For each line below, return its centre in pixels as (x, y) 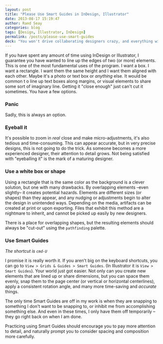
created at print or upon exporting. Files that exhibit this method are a (74, 208)
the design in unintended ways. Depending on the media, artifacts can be (78, 202)
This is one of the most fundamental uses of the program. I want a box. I (77, 65)
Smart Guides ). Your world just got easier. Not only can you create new (76, 271)
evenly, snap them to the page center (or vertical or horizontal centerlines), (80, 281)
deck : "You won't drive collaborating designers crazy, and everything (79, 41)
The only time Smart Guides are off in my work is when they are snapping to (81, 301)
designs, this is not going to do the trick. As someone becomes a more (76, 148)
